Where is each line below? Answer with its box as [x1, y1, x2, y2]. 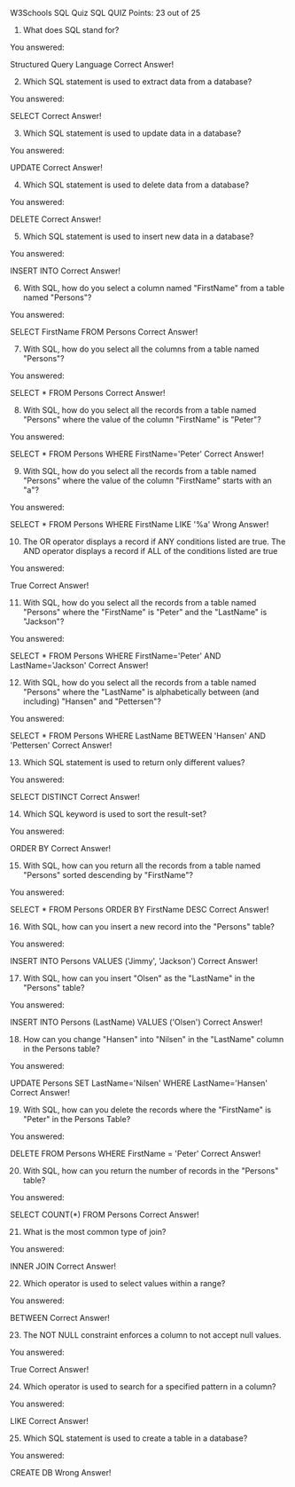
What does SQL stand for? [22, 25, 120, 35]
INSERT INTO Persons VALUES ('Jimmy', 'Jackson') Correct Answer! [10, 956, 259, 966]
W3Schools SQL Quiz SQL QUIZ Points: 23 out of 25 [10, 8, 201, 18]
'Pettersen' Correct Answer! [10, 740, 113, 750]
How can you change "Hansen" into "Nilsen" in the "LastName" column [22, 1034, 284, 1044]
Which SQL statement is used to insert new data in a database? [22, 231, 254, 241]
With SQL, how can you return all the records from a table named [22, 860, 260, 871]
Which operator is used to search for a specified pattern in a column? [22, 1381, 276, 1392]
